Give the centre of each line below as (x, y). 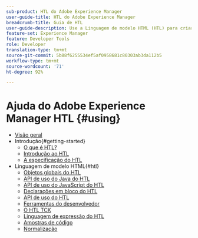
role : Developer (26, 45)
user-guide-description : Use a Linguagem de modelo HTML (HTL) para (92, 28)
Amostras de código (48, 223)
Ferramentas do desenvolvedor (62, 204)
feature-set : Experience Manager (47, 34)
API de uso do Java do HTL (57, 179)
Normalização (40, 229)
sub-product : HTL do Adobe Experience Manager (64, 11)
